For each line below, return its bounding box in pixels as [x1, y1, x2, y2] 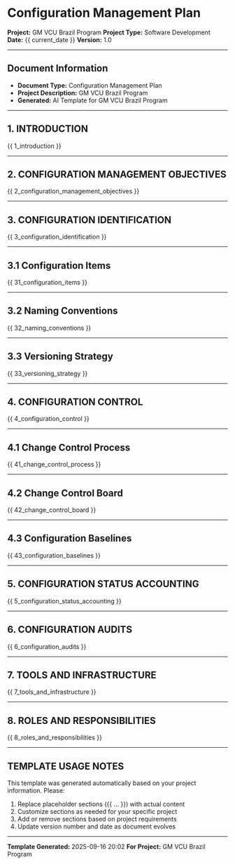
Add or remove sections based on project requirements [17, 814, 177, 823]
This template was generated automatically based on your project [7, 779, 197, 787]
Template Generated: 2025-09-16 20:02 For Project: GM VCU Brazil [7, 842, 206, 850]
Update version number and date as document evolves [17, 822, 176, 831]
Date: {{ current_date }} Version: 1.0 [7, 35, 112, 43]
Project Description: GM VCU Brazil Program [17, 88, 148, 97]
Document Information [7, 62, 108, 74]
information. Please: [7, 786, 65, 794]
